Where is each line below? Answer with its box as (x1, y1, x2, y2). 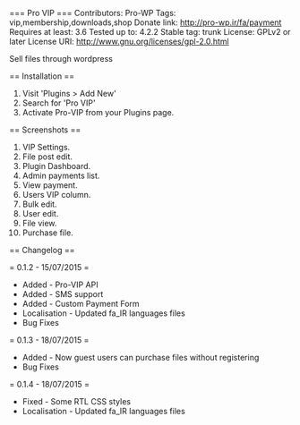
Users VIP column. (21, 190, 91, 200)
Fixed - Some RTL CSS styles (21, 396, 132, 406)
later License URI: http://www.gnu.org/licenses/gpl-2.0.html (9, 36, 230, 47)
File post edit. (21, 151, 73, 162)
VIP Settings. (21, 142, 71, 152)
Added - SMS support (21, 289, 104, 299)
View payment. (21, 180, 78, 191)
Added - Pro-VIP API (21, 279, 99, 290)
